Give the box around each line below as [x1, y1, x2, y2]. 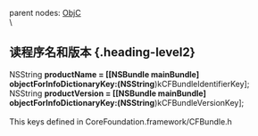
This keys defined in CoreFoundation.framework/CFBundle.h [9, 116, 232, 127]
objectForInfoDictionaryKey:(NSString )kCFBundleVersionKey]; [9, 97, 245, 108]
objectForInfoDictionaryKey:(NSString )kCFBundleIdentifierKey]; [9, 78, 250, 89]
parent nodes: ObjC [9, 8, 82, 18]
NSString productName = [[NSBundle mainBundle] [9, 68, 199, 79]
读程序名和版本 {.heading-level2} [9, 44, 196, 60]
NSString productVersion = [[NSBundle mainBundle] [9, 88, 207, 99]
